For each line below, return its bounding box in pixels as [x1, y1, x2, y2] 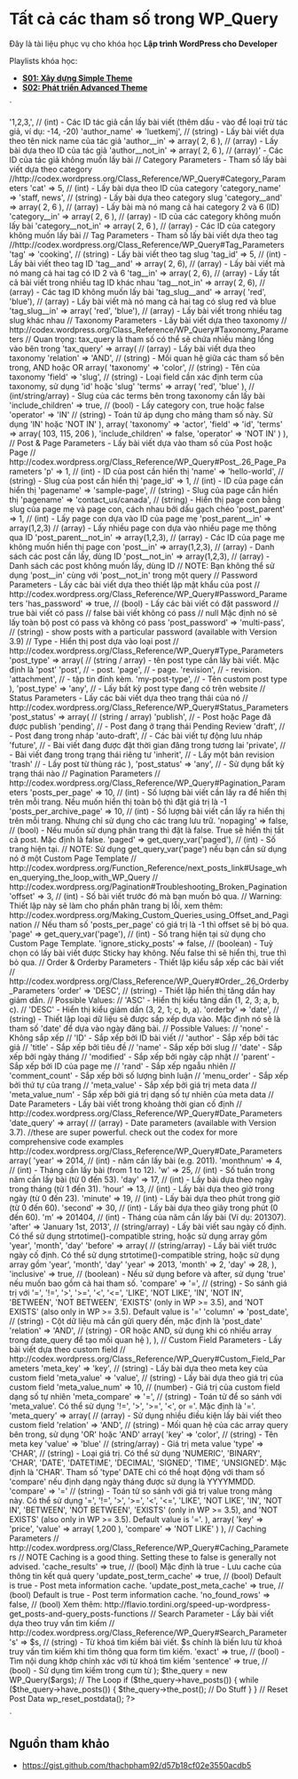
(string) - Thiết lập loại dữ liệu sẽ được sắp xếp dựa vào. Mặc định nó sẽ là [9, 1013, 281, 1024]
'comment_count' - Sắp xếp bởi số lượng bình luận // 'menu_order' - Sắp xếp [9, 1070, 289, 1081]
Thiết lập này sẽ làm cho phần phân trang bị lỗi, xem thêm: [9, 900, 223, 911]
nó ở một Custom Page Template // [9, 853, 137, 864]
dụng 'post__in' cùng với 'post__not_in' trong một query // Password [9, 570, 258, 580]
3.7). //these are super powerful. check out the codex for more [9, 1127, 238, 1137]
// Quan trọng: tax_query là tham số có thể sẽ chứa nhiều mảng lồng [25, 333, 275, 344]
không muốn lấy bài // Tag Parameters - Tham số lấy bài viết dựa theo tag [9, 229, 278, 240]
